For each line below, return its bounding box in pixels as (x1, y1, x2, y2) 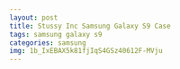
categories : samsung (9, 38, 87, 47)
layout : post (9, 13, 58, 22)
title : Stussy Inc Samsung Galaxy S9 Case (9, 22, 171, 30)
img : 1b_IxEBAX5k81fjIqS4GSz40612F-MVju (9, 47, 164, 56)
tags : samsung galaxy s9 (9, 30, 103, 39)
